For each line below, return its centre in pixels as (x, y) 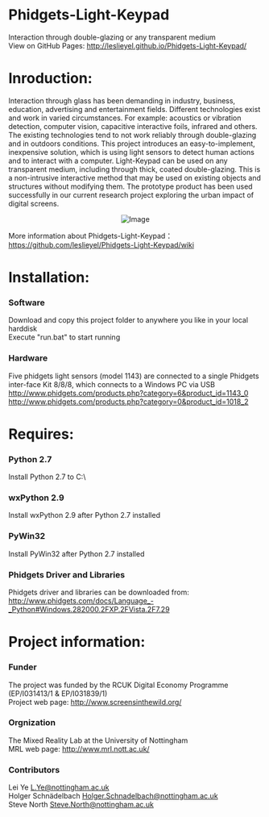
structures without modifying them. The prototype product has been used (130, 186)
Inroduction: (50, 79)
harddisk (23, 329)
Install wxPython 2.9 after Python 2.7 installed (85, 515)
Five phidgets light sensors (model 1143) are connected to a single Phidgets (134, 376)
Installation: (49, 278)
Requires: (41, 434)
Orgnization (32, 723)
